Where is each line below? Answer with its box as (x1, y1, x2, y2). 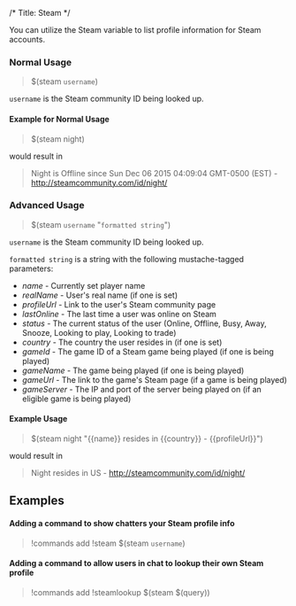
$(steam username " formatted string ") (30, 219, 171, 229)
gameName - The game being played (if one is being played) (21, 365, 245, 376)
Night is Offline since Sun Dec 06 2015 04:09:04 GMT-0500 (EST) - (30, 167, 278, 178)
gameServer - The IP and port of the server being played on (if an (21, 384, 262, 394)
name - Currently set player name (21, 280, 146, 291)
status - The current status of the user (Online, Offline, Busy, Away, (21, 318, 267, 329)
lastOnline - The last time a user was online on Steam (21, 308, 216, 319)
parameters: (9, 263, 54, 274)
